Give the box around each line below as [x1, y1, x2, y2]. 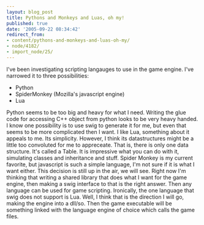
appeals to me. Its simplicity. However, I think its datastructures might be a [6, 135, 194, 142]
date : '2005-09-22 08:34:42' [6, 26, 81, 32]
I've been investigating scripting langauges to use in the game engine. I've [6, 65, 194, 73]
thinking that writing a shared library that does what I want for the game [6, 174, 187, 181]
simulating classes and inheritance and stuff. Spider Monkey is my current [6, 154, 193, 161]
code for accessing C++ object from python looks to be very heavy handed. [6, 115, 198, 122]
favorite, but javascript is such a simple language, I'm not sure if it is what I [6, 160, 195, 168]
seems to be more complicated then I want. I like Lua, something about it [6, 128, 190, 135]
